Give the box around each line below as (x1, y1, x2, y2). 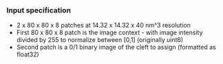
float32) (16, 50, 39, 58)
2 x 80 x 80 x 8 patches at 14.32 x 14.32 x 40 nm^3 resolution (16, 21, 191, 30)
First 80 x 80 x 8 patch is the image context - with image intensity (16, 28, 204, 36)
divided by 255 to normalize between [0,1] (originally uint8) (16, 36, 184, 44)
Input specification (6, 6, 72, 15)
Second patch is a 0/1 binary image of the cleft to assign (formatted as (16, 43, 216, 52)
